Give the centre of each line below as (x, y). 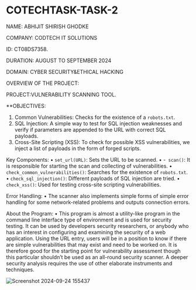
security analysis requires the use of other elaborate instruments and (89, 263)
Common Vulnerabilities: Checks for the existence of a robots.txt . (95, 117)
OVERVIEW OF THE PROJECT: (43, 83)
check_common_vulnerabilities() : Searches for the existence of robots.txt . (97, 172)
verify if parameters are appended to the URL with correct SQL (90, 129)
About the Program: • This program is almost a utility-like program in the (93, 213)
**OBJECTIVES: (26, 105)
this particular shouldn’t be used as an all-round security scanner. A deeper (97, 257)
